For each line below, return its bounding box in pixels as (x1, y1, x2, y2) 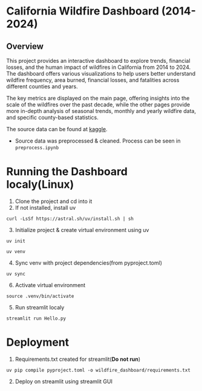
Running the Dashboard (6, 165, 128, 179)
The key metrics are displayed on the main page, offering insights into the (6, 95, 190, 102)
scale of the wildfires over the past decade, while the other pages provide (6, 101, 191, 108)
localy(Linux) (6, 178, 74, 192)
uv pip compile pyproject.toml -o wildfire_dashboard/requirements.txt (6, 367, 191, 373)
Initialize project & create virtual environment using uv (15, 226, 149, 233)
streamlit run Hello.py (6, 315, 67, 322)
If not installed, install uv (15, 204, 76, 211)
